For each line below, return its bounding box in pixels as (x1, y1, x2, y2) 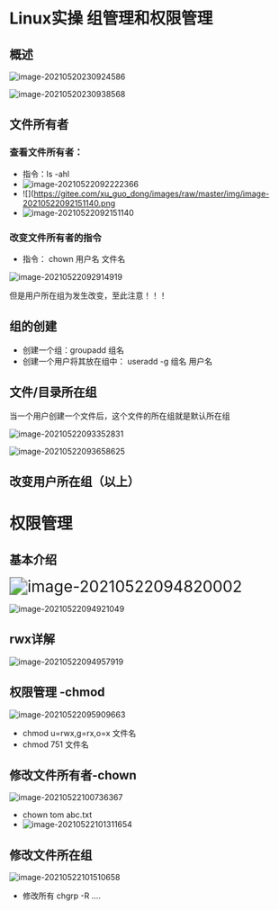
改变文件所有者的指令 (9, 231, 102, 244)
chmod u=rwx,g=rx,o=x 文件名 (22, 727, 137, 738)
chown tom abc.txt (22, 809, 93, 820)
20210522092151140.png (22, 197, 116, 208)
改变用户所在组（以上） (9, 474, 139, 489)
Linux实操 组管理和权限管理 (9, 8, 213, 29)
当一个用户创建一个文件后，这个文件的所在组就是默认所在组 (9, 410, 230, 421)
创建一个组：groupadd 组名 (22, 344, 124, 356)
